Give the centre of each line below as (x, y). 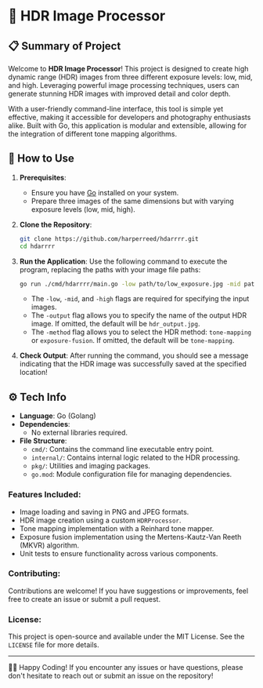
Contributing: (34, 573)
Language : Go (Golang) (58, 416)
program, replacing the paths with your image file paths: (110, 269)
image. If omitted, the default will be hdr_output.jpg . (115, 324)
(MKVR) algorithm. (49, 545)
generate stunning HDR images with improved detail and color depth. (119, 94)
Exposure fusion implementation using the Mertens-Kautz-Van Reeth (130, 537)
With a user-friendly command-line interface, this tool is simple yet (116, 109)
